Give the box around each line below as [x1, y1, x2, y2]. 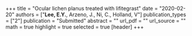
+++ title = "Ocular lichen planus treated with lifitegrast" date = [5, 5, 158, 12]
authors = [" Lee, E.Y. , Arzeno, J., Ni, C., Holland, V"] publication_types [15, 11, 186, 18]
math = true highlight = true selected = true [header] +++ [5, 23, 144, 30]
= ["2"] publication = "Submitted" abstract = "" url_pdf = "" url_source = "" [5, 17, 186, 24]
